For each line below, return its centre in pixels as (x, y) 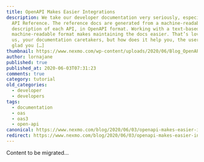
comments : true (25, 74)
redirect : (19, 136)
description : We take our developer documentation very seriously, (93, 18)
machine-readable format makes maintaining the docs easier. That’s (100, 34)
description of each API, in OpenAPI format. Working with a (91, 29)
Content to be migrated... (38, 152)
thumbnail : (20, 51)
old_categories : (27, 85)
